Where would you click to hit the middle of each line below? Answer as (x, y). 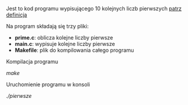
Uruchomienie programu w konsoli (48, 84)
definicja (17, 15)
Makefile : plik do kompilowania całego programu (74, 50)
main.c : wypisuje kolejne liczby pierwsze (65, 44)
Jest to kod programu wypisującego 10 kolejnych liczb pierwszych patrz (94, 9)
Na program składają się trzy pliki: (47, 26)
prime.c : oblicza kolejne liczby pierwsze (64, 37)
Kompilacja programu (32, 62)
